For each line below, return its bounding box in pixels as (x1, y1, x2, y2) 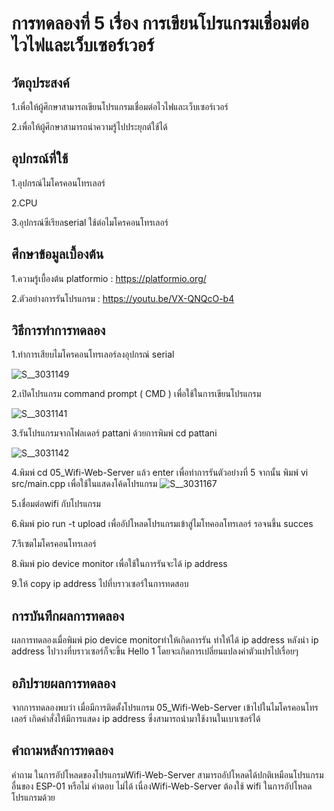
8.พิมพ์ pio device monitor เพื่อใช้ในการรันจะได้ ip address (11, 558, 228, 570)
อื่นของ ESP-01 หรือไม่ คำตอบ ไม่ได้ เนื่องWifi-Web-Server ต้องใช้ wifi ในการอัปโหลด (11, 780, 313, 792)
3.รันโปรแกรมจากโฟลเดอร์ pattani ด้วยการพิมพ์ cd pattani (11, 427, 218, 439)
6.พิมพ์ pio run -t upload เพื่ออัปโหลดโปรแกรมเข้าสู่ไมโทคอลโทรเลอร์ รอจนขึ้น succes (11, 518, 314, 530)
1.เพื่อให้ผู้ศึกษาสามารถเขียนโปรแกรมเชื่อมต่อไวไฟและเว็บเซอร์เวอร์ (11, 101, 229, 112)
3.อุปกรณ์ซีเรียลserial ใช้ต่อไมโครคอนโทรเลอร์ (11, 216, 169, 228)
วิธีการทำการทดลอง (11, 322, 106, 339)
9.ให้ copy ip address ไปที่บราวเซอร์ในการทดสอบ (11, 578, 189, 590)
